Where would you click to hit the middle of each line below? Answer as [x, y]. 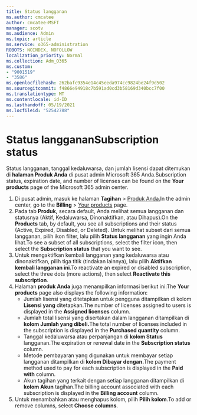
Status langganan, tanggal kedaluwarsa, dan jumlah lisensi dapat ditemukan [98, 168]
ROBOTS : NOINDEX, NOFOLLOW [39, 50]
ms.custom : [19, 66]
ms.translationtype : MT [35, 94]
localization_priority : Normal [45, 55]
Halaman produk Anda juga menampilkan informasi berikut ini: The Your [102, 286]
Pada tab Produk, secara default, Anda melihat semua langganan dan [99, 211]
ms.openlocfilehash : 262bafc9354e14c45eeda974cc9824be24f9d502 [86, 83]
